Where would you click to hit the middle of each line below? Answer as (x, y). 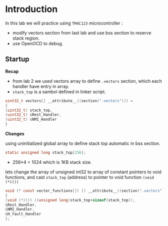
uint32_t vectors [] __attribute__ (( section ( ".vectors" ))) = (69, 101)
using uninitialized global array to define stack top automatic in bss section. (83, 143)
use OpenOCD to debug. (38, 43)
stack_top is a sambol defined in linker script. (59, 92)
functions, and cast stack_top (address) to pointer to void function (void (79, 177)
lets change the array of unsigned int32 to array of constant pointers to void (83, 172)
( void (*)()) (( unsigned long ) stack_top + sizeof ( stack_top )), (70, 200)
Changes (15, 134)
